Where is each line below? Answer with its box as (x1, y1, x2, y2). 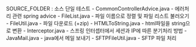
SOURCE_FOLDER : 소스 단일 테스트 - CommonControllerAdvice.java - (6, 5, 174, 12)
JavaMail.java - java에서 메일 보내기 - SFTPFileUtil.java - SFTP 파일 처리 (6, 35, 177, 41)
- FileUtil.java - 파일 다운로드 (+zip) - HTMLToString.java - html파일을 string (6, 20, 186, 26)
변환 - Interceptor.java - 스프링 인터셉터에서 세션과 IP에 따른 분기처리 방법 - (12, 27, 187, 34)
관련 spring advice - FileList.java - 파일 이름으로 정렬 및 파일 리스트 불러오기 (12, 12, 190, 19)
